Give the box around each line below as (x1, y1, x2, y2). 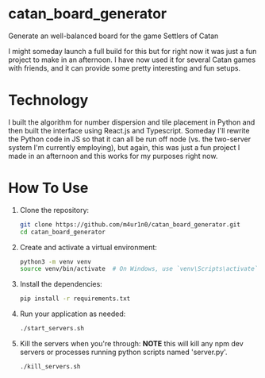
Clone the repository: (19, 205, 90, 214)
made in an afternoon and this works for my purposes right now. (8, 151, 218, 160)
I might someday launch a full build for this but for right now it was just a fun (8, 46, 257, 56)
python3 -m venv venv (19, 257, 92, 266)
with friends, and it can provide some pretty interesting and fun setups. (8, 63, 240, 72)
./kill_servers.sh (19, 363, 81, 371)
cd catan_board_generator (19, 228, 106, 236)
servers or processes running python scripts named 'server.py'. (19, 347, 228, 357)
